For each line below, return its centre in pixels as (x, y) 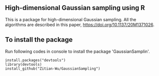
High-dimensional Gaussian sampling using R (75, 8)
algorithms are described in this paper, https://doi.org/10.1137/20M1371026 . (80, 25)
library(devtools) (23, 64)
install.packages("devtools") (36, 60)
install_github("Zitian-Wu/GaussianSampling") (53, 69)
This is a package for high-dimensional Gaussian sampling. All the (71, 19)
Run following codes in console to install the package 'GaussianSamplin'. (77, 51)
